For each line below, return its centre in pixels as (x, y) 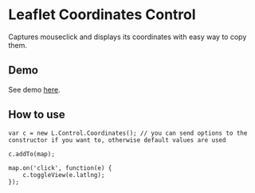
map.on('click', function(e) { (60, 168)
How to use (37, 114)
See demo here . (35, 89)
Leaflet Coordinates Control (102, 15)
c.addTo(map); (32, 154)
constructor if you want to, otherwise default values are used (117, 140)
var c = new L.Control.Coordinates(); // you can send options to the (128, 133)
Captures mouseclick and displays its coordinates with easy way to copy (127, 37)
